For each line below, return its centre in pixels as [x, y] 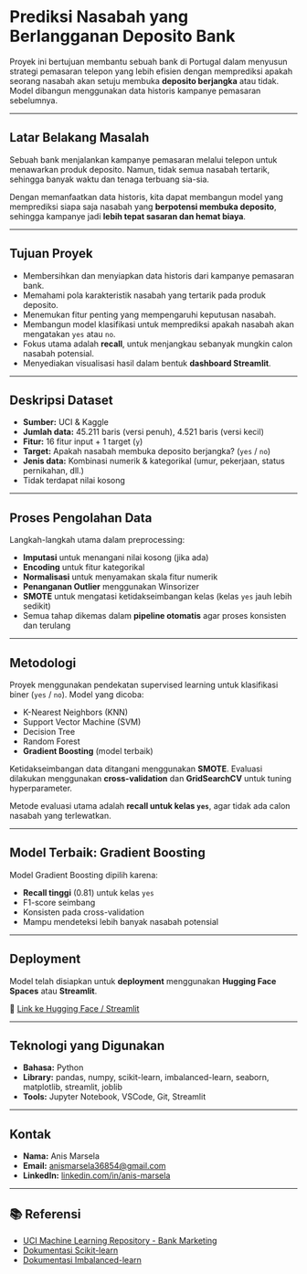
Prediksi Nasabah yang [99, 17]
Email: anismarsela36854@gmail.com [94, 1166]
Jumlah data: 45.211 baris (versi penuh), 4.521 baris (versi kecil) [143, 432]
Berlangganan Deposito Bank [122, 36]
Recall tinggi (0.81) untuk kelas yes [88, 892]
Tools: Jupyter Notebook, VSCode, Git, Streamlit [114, 1097]
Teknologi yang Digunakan [87, 1046]
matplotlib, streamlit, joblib [73, 1087]
